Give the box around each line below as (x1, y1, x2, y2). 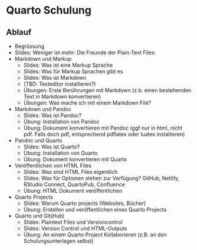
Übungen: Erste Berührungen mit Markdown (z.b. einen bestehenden (23, 87, 192, 93)
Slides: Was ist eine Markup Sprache (23, 61, 113, 69)
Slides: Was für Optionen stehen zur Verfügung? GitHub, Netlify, (23, 175, 180, 181)
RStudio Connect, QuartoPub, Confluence (23, 181, 125, 188)
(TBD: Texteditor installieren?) (23, 80, 96, 87)
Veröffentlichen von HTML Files (14, 162, 91, 169)
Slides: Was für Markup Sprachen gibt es (23, 68, 123, 74)
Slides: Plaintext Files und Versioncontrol (23, 219, 123, 225)
